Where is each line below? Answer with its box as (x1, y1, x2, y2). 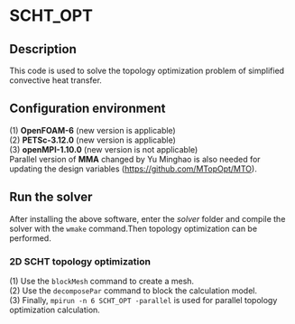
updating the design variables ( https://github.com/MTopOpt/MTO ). (9, 163, 257, 174)
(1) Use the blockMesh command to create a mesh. (9, 275, 195, 286)
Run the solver (9, 190, 93, 205)
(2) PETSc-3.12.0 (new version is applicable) (9, 134, 176, 145)
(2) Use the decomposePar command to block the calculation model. (9, 285, 257, 296)
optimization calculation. (9, 304, 101, 315)
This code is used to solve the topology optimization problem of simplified (9, 65, 285, 76)
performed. (9, 232, 51, 244)
